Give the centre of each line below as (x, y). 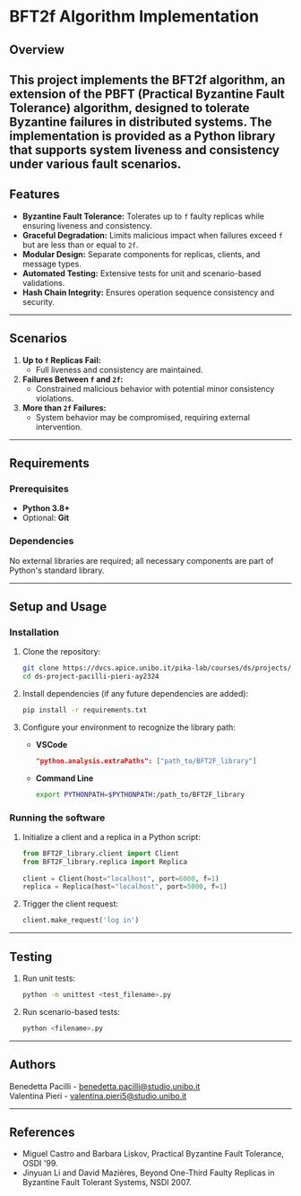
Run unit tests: (49, 978)
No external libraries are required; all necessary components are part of (142, 560)
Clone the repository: (61, 652)
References (42, 1132)
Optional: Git (46, 518)
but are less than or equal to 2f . (80, 245)
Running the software (57, 818)
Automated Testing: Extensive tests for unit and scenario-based (142, 273)
